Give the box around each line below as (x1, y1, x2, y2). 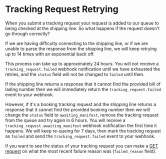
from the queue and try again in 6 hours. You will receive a (5, 117, 126, 123)
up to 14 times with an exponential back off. (5, 51, 95, 57)
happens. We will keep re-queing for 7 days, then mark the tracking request (5, 127, 161, 133)
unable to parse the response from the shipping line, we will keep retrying (5, 45, 157, 51)
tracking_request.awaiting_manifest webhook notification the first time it (5, 122, 157, 128)
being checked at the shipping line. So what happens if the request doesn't (5, 25, 160, 31)
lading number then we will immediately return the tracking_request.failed (5, 86, 161, 92)
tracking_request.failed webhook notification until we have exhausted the (5, 66, 160, 72)
